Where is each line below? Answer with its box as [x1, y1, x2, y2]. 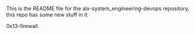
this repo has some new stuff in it [6, 11, 88, 18]
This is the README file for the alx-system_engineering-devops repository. [6, 5, 190, 12]
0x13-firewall [6, 23, 38, 29]
